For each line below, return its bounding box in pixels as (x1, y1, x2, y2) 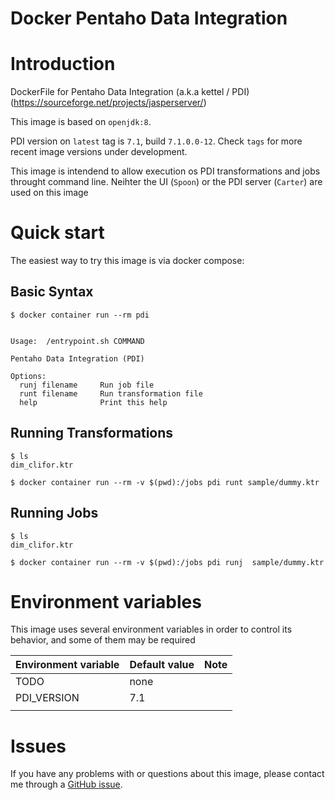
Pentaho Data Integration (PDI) (10, 353, 145, 364)
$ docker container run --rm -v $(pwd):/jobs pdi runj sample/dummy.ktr (10, 557, 325, 567)
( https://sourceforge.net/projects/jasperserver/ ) (10, 97, 207, 109)
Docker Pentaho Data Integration (10, 7, 288, 30)
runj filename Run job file (19, 380, 155, 390)
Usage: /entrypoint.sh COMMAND (10, 336, 145, 346)
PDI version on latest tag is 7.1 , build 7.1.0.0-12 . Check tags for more (10, 135, 303, 147)
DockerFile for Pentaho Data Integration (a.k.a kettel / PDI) (10, 86, 250, 98)
